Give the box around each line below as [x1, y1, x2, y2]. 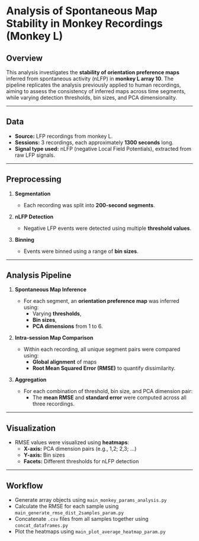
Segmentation [14, 190, 51, 197]
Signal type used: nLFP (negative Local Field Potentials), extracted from [14, 145, 191, 152]
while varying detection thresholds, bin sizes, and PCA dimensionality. [6, 94, 178, 101]
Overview [6, 53, 43, 63]
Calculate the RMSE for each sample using [14, 503, 119, 510]
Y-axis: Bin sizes [23, 451, 65, 458]
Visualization [6, 423, 56, 433]
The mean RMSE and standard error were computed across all [32, 394, 187, 401]
